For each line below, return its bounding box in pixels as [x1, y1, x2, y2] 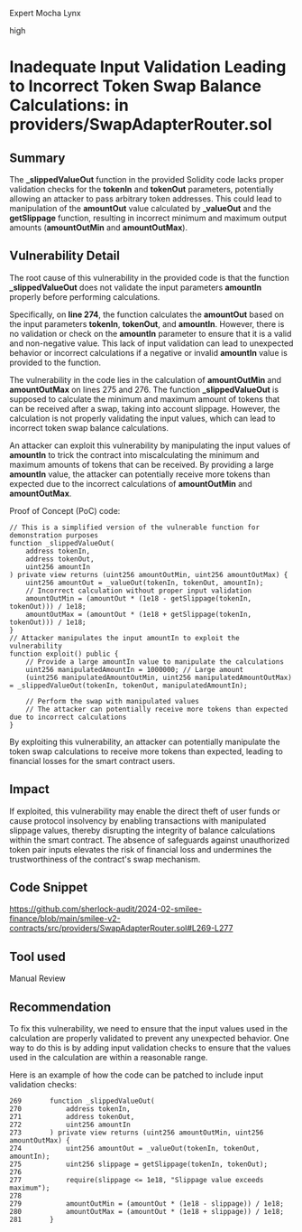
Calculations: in [9, 95, 129, 116]
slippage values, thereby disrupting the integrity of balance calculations [9, 825, 276, 835]
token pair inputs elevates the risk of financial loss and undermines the [9, 844, 272, 854]
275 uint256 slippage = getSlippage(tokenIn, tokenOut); [9, 1160, 269, 1169]
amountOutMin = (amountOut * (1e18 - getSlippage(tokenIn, [25, 593, 252, 603]
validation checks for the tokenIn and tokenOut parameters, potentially [9, 184, 274, 194]
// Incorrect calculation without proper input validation [25, 586, 252, 595]
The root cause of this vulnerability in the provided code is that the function [9, 272, 290, 283]
